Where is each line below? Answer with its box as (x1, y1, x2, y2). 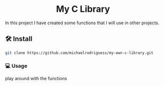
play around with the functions (5, 75, 68, 81)
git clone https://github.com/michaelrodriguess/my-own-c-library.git (5, 50, 154, 55)
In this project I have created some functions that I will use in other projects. (5, 20, 160, 26)
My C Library (56, 3, 110, 15)
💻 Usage (5, 62, 28, 69)
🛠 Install (5, 35, 33, 43)
